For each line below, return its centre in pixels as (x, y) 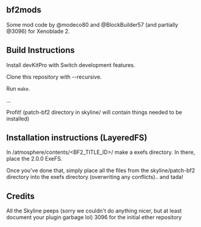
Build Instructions (41, 50)
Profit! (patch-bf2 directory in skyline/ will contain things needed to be (94, 112)
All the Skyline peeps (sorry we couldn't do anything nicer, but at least (94, 211)
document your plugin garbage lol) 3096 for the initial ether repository (94, 217)
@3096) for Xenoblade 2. (38, 31)
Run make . (18, 88)
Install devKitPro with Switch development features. (71, 65)
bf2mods (24, 10)
